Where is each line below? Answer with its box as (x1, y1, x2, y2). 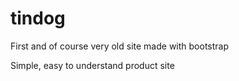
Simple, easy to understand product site (10, 59, 175, 71)
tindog (10, 7, 66, 30)
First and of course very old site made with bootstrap (10, 40, 230, 52)
